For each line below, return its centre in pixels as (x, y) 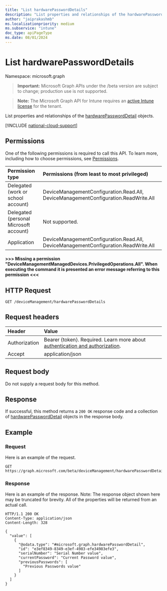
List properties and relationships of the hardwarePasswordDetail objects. (80, 116)
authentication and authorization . (83, 346)
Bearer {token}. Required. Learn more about (95, 339)
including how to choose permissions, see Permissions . (62, 158)
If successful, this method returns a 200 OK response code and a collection (82, 411)
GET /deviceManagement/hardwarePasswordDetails (55, 302)
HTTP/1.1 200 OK (22, 514)
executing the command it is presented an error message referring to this (83, 270)
